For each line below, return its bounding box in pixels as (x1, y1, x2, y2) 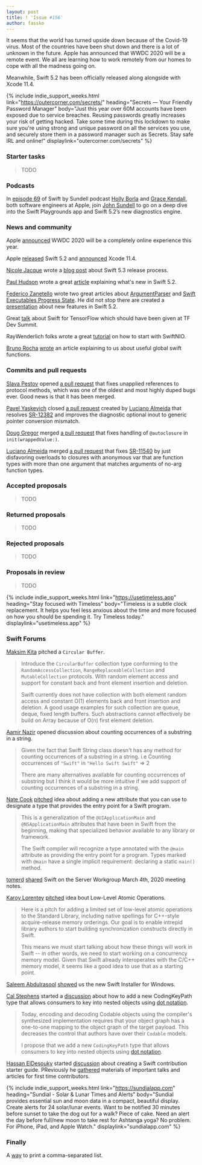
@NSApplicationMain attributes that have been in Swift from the (21, 821, 176, 828)
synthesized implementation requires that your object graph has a (21, 1017, 185, 1025)
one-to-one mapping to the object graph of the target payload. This (21, 1023, 189, 1031)
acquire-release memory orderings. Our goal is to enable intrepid (21, 919, 183, 926)
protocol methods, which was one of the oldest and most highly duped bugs (6, 386, 196, 393)
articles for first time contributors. (6, 1072, 90, 1080)
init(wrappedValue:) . (6, 435, 60, 442)
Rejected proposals (6, 539, 65, 548)
